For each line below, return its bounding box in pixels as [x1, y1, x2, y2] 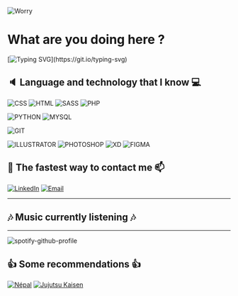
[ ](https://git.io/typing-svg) [7, 55, 127, 63]
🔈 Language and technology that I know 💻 [7, 77, 202, 89]
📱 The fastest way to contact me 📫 [7, 162, 165, 174]
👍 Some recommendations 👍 [7, 258, 142, 270]
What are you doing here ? [7, 32, 165, 48]
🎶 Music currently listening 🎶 [7, 211, 136, 223]
